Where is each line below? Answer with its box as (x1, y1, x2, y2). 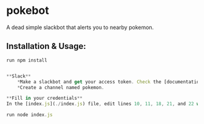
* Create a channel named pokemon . (17, 84, 104, 91)
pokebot (6, 4, 50, 18)
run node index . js (6, 112, 53, 118)
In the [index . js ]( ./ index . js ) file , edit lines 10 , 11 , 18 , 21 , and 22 (6, 101, 194, 107)
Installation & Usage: (6, 41, 86, 51)
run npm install (6, 57, 47, 64)
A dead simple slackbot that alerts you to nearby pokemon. (6, 24, 154, 31)
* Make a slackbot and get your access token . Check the (17, 79, 162, 85)
